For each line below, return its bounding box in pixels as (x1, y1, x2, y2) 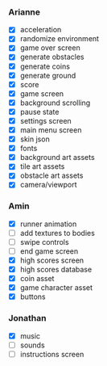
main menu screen (19, 124, 82, 135)
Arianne (8, 6, 40, 18)
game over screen (19, 43, 80, 53)
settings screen (19, 116, 72, 125)
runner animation (19, 219, 77, 229)
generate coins (19, 61, 71, 71)
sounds (19, 340, 46, 350)
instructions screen (19, 349, 84, 359)
